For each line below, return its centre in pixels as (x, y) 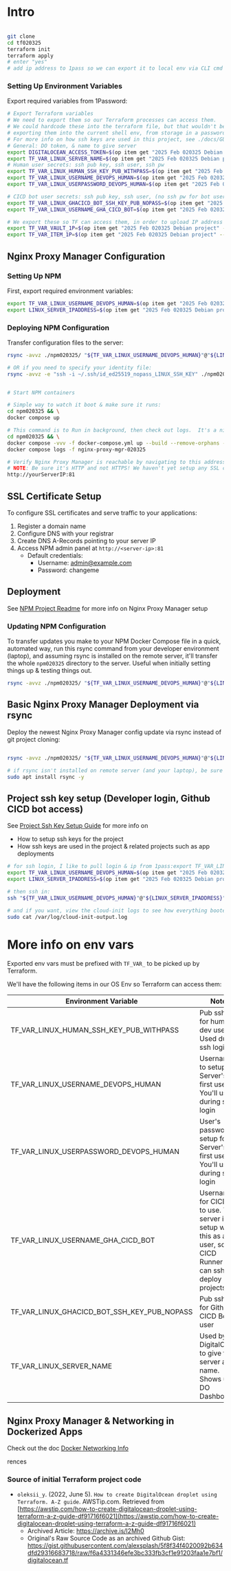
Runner (211, 1262)
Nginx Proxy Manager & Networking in (91, 1421)
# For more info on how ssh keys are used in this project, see (101, 139)
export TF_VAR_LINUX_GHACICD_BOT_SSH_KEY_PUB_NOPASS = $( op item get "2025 (115, 203)
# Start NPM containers (41, 393)
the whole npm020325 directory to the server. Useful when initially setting (109, 663)
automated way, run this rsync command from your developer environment (113, 649)
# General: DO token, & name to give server (72, 145)
